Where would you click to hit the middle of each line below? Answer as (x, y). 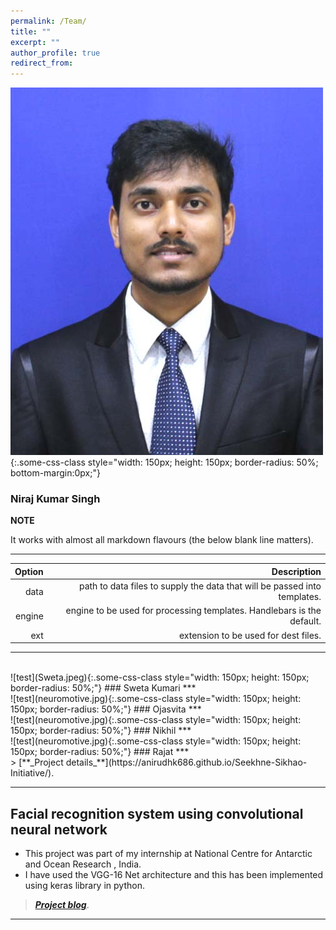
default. (305, 621)
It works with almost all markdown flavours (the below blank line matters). (162, 540)
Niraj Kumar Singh (55, 499)
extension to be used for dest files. (250, 635)
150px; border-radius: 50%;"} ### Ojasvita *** (106, 709)
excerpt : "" (35, 42)
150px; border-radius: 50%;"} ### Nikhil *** (101, 731)
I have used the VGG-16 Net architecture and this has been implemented (174, 874)
